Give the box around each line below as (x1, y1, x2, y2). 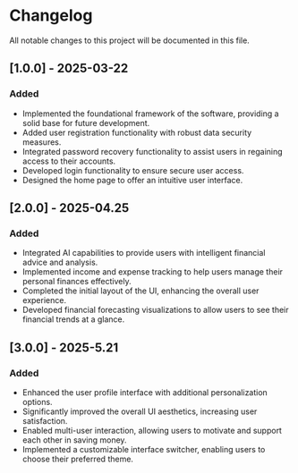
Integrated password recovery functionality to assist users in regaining (21, 146, 284, 156)
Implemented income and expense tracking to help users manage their (21, 266, 284, 277)
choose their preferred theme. (21, 453, 134, 464)
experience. (21, 295, 67, 306)
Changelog (9, 5, 93, 26)
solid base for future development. (21, 117, 150, 128)
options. (21, 397, 53, 407)
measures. (21, 136, 62, 148)
